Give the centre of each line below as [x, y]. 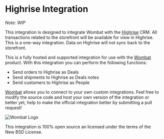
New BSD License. [24, 132]
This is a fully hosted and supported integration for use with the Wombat [78, 57]
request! [13, 108]
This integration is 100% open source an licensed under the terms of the [78, 127]
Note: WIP [15, 23]
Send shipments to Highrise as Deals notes [56, 77]
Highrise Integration [47, 9]
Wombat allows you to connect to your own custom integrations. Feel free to [82, 92]
